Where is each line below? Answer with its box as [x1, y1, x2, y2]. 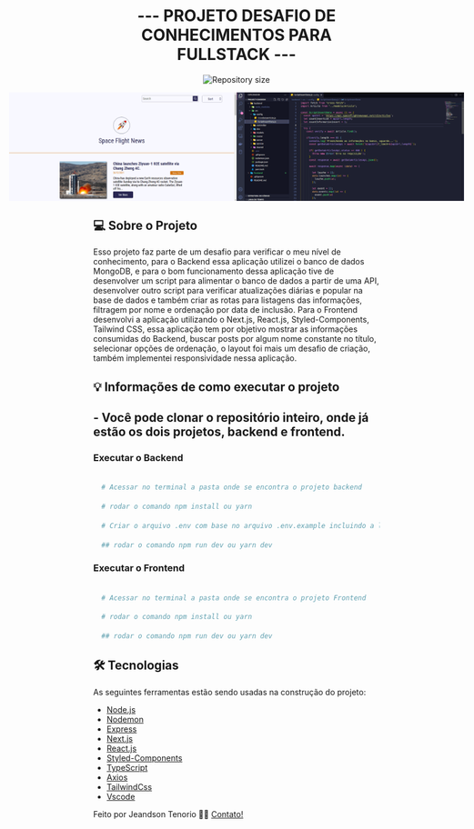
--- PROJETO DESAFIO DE [136, 5, 337, 26]
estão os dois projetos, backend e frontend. [93, 424, 346, 440]
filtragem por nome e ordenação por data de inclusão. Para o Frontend [93, 305, 358, 315]
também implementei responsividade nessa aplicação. [93, 353, 298, 364]
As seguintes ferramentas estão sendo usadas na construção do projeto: [93, 686, 367, 697]
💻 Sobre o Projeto [93, 217, 197, 233]
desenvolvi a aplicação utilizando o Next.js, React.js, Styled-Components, [93, 315, 370, 325]
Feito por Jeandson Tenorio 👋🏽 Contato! [93, 808, 244, 819]
